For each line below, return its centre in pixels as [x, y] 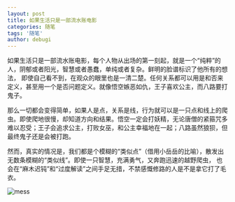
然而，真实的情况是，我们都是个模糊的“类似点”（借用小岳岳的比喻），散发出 [116, 152]
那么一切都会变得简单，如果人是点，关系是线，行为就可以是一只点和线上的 [114, 110]
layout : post [26, 14]
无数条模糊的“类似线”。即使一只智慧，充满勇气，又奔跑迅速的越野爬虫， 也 [115, 160]
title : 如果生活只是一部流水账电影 [52, 20]
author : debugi [29, 40]
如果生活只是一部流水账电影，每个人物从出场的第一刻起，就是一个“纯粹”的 [114, 61]
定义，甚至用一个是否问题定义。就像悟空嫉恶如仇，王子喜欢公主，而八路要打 [117, 87]
